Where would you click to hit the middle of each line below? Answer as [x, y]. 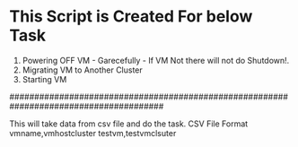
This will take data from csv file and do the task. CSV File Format [129, 124]
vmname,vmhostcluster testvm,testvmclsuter [93, 133]
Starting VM [44, 79]
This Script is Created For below [131, 17]
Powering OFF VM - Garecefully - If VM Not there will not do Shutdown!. [156, 60]
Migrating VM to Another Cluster [83, 70]
